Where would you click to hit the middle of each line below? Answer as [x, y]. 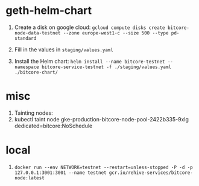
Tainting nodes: [33, 113]
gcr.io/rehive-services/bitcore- [151, 173]
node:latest [29, 178]
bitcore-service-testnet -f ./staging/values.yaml [106, 67]
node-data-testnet [37, 33]
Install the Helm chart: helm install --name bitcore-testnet [90, 61]
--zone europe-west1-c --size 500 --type [116, 33]
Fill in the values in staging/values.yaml [64, 50]
